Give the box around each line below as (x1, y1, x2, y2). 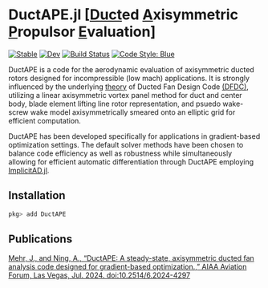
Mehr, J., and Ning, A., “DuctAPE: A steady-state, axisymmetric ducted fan (8, 254, 254, 263)
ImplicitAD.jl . (8, 165, 50, 175)
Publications (8, 233, 73, 246)
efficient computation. (8, 116, 82, 125)
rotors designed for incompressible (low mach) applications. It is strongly (8, 73, 250, 83)
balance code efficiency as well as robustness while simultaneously (8, 148, 233, 158)
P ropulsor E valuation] (8, 22, 156, 41)
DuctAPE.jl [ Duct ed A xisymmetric (8, 6, 239, 24)
